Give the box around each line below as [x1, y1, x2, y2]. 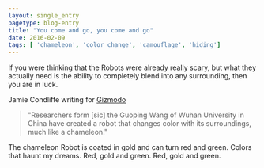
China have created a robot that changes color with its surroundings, [27, 119, 251, 128]
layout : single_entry [8, 11, 80, 20]
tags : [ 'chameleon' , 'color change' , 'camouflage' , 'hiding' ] [8, 41, 221, 49]
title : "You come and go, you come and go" [8, 26, 154, 34]
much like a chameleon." [27, 128, 108, 137]
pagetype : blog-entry [8, 19, 80, 27]
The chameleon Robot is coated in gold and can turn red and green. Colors [8, 143, 252, 152]
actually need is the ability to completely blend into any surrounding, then [8, 71, 247, 81]
